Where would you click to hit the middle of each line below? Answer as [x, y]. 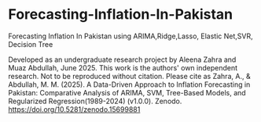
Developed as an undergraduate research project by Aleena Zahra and [122, 59]
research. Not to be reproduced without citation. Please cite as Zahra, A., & [129, 76]
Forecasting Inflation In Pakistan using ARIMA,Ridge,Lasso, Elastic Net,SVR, [130, 36]
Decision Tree [31, 44]
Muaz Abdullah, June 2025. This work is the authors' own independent [123, 67]
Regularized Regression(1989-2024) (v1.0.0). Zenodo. [95, 101]
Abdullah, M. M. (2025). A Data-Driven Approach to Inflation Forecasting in [129, 84]
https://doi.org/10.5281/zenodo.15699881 [74, 109]
